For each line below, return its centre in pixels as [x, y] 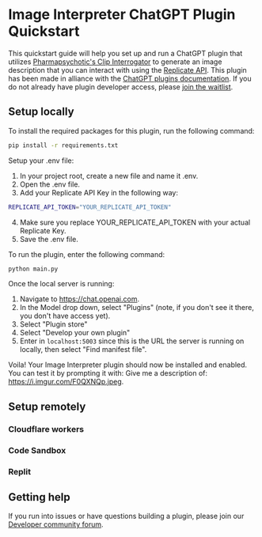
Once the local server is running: [61, 284]
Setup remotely [47, 406]
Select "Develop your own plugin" [75, 333]
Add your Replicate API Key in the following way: [99, 192]
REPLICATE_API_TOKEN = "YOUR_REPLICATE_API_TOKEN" [90, 207]
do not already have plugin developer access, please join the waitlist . [121, 87]
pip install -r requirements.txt [63, 145]
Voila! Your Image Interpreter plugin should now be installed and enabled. [128, 365]
